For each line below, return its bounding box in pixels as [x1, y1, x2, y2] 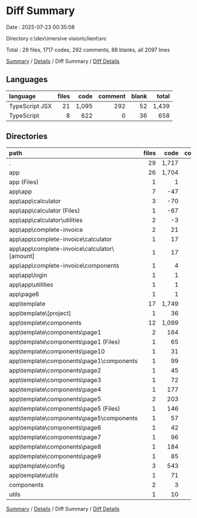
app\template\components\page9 [9, 452, 101, 460]
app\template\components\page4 [9, 385, 101, 394]
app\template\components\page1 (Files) [9, 337, 120, 346]
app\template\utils [9, 471, 59, 479]
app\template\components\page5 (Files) [9, 404, 120, 412]
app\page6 [9, 290, 39, 298]
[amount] [9, 252, 35, 260]
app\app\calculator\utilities [9, 216, 83, 224]
